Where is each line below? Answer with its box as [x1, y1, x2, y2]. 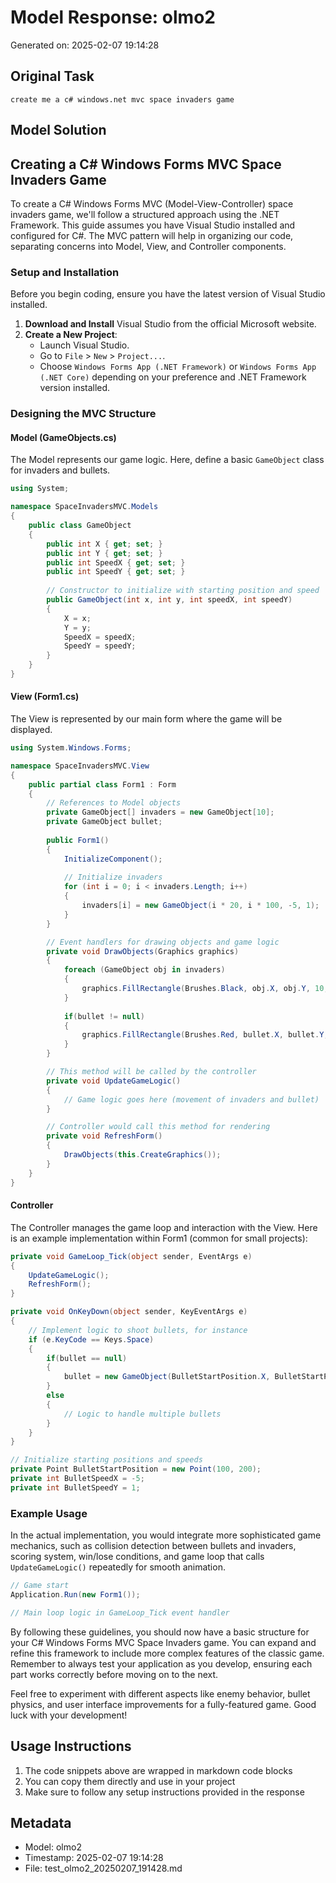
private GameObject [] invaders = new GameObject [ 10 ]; [46, 807, 275, 818]
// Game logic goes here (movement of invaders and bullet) [63, 1094, 320, 1105]
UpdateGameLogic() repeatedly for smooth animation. [10, 1561, 226, 1573]
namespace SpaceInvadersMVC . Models [10, 502, 159, 512]
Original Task [10, 68, 95, 85]
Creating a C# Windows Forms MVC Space [10, 156, 282, 173]
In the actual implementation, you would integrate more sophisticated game [10, 1529, 322, 1541]
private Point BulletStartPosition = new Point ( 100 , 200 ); [10, 1464, 262, 1475]
